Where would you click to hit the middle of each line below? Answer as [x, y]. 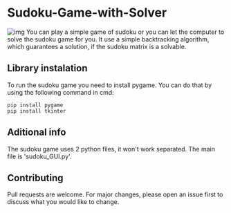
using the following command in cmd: [61, 92]
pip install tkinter [37, 111]
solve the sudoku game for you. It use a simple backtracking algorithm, [108, 39]
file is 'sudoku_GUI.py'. [39, 156]
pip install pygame [35, 105]
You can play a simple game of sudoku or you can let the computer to [126, 32]
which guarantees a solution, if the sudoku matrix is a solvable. [97, 46]
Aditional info [37, 132]
